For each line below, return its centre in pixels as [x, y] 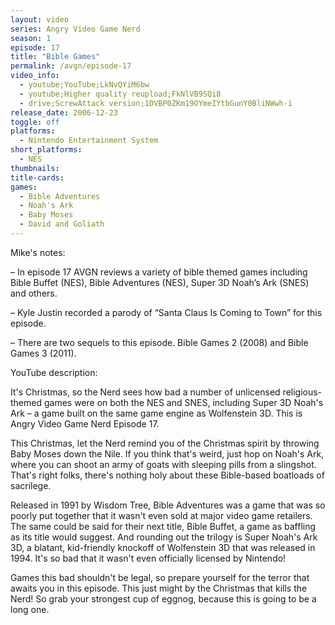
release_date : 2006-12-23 [64, 112]
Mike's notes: [38, 252]
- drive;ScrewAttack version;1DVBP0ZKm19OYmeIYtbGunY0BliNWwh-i [156, 103]
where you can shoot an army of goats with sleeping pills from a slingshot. [163, 464]
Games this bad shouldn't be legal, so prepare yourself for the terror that [160, 577]
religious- [302, 392]
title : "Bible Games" [55, 57]
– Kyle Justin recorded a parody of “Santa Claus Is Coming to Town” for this [166, 312]
